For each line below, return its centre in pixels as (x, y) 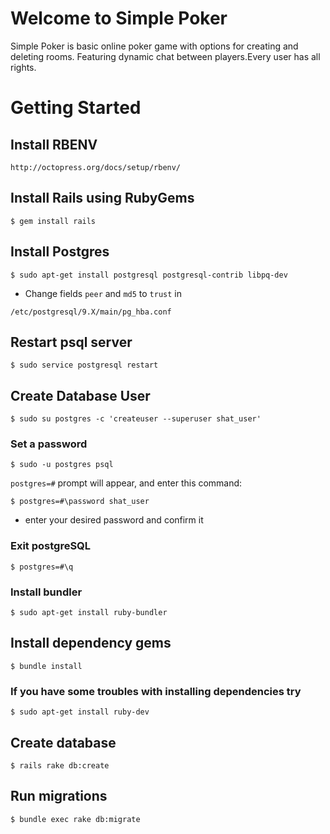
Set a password (49, 444)
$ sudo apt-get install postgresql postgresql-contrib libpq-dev (149, 275)
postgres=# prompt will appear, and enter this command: (126, 483)
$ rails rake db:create (60, 766)
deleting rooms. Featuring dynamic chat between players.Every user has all (165, 56)
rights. (23, 67)
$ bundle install (46, 666)
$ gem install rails (53, 221)
